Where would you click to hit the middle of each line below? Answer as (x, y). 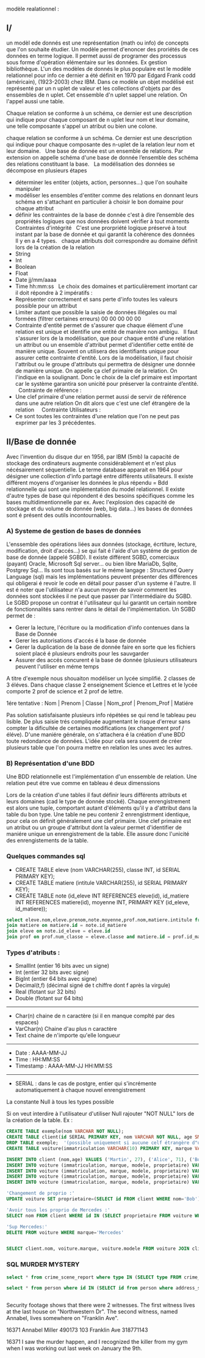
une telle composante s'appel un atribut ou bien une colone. (82, 126)
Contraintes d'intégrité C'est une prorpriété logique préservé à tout (101, 227)
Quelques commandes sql (46, 857)
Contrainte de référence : (50, 390)
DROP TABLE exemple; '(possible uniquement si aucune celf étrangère (98, 1143)
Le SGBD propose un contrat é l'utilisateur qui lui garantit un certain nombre (102, 602)
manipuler (28, 188)
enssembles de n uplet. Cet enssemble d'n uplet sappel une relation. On (97, 95)
